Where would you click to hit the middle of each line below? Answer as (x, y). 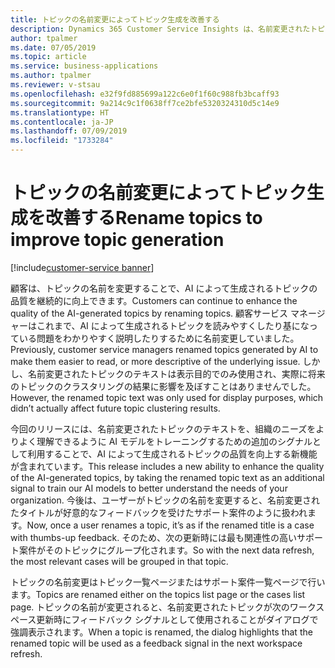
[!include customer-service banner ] (82, 267)
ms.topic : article (48, 57)
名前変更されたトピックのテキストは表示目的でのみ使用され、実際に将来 (176, 373)
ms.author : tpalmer (51, 76)
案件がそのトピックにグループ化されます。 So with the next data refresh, (166, 550)
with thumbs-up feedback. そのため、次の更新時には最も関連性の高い (154, 537)
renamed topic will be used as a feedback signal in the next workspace (156, 643)
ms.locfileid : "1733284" (62, 141)
